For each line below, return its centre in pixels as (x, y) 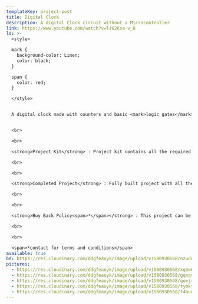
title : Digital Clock (33, 17)
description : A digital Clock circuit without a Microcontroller (88, 22)
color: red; (31, 83)
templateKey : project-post (39, 12)
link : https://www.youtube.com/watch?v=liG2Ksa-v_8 (71, 28)
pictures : (18, 264)
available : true (26, 253)
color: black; (34, 61)
